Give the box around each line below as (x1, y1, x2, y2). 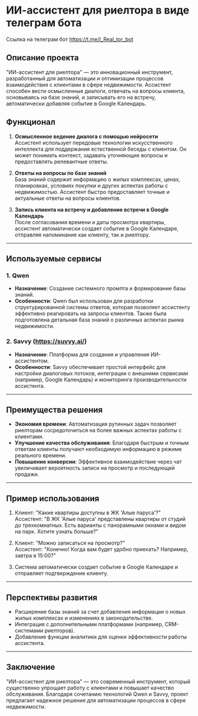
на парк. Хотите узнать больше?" (14, 528, 99, 535)
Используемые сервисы (6, 254, 102, 264)
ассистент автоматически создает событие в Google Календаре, (14, 225, 179, 232)
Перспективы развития (6, 592, 98, 602)
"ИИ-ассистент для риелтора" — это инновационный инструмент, (6, 69, 173, 76)
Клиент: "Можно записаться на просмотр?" (14, 539, 126, 547)
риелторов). (44, 627, 75, 634)
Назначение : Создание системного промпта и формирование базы (14, 285, 186, 292)
